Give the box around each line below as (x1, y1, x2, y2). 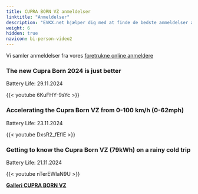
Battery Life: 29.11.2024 (6, 80, 63, 87)
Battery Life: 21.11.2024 (6, 159, 62, 166)
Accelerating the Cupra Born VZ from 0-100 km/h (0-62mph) (6, 106, 184, 115)
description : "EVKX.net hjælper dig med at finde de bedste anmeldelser (6, 19, 189, 25)
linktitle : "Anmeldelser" (6, 14, 70, 20)
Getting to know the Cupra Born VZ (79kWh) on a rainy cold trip (6, 145, 191, 153)
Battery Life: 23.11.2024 (6, 119, 63, 126)
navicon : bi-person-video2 (6, 36, 72, 42)
